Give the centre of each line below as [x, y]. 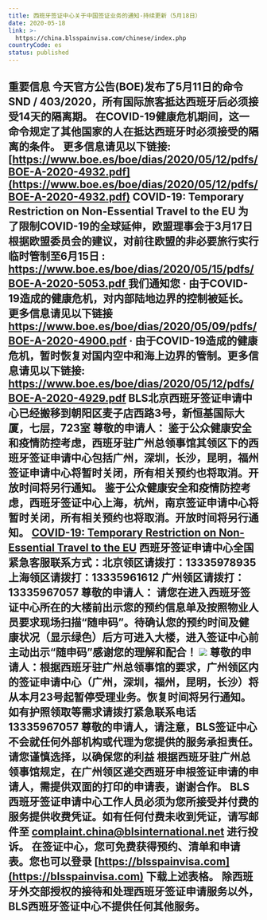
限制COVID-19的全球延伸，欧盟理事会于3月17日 [135, 227]
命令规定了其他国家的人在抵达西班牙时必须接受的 [128, 132]
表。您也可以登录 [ [53, 862]
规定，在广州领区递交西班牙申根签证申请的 [144, 772]
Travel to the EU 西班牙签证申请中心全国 [155, 548]
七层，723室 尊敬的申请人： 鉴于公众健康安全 [140, 429]
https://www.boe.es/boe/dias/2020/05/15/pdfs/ [131, 269]
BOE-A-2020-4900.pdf [68, 341]
